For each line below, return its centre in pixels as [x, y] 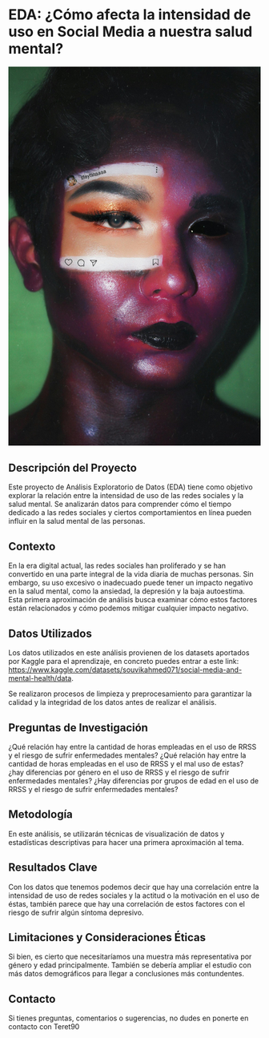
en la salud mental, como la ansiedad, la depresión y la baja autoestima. [127, 591]
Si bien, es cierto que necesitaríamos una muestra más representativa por [130, 957]
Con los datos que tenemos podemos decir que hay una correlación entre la [134, 887]
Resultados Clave [53, 868]
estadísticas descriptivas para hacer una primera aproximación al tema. [126, 842]
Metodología [41, 815]
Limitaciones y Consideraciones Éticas [107, 937]
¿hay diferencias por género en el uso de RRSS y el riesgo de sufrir [119, 772]
